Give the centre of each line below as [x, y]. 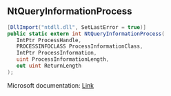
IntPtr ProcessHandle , [49, 40]
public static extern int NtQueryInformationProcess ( [86, 34]
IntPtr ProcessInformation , [57, 53]
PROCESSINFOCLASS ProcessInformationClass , [80, 47]
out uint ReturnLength [49, 66]
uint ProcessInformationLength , [63, 59]
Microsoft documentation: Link [51, 85]
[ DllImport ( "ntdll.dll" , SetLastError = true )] [77, 27]
